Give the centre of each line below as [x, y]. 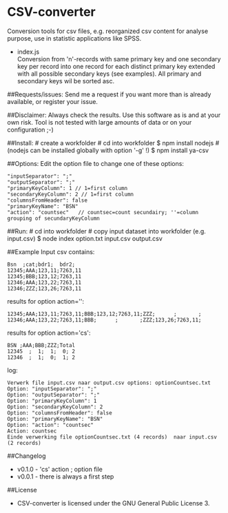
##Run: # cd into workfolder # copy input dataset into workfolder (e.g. [107, 231]
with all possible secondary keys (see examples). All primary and [109, 74]
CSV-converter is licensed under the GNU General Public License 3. [113, 503]
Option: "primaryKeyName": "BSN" [55, 419]
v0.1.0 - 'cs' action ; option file [60, 469]
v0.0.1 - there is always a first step [65, 477]
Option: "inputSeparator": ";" [52, 389]
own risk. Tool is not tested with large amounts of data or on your [100, 122]
